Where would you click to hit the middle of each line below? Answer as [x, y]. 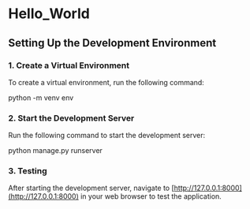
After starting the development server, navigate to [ [91, 188]
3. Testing [28, 171]
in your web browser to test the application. [151, 196]
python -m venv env [41, 97]
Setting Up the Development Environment [112, 43]
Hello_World [49, 14]
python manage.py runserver [55, 151]
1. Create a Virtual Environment [69, 65]
